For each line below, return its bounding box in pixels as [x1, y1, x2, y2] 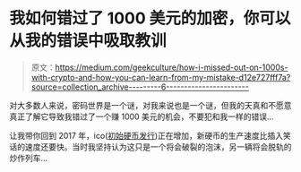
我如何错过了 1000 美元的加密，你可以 [9, 8, 291, 29]
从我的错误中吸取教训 [9, 30, 168, 51]
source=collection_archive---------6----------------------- [30, 82, 249, 92]
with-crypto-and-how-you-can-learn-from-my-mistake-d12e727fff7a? [30, 72, 291, 82]
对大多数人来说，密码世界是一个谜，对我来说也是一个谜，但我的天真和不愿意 [9, 99, 292, 110]
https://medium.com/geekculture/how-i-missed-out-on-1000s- [55, 62, 288, 73]
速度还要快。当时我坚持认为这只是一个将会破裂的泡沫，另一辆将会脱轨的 [24, 141, 292, 152]
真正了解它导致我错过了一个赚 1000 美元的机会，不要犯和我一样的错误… [9, 111, 275, 122]
